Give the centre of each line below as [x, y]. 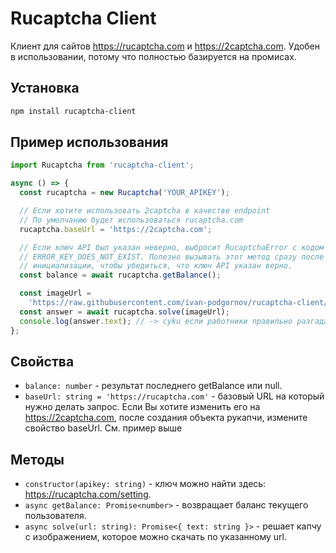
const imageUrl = [55, 293]
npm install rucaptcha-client [73, 111]
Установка [45, 88]
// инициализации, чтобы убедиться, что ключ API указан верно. [156, 266]
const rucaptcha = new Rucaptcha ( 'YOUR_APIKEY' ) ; [124, 193]
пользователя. [55, 516]
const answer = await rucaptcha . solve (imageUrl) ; [124, 312]
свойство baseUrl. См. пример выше [103, 428]
